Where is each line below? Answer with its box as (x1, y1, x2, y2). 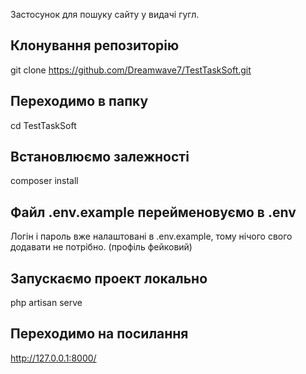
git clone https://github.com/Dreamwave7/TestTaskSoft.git (10, 64, 252, 76)
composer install (10, 175, 79, 187)
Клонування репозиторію (10, 37, 180, 54)
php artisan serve (10, 297, 83, 309)
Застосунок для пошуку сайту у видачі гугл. (10, 9, 200, 20)
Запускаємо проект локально (10, 270, 208, 287)
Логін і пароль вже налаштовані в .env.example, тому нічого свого (10, 230, 293, 243)
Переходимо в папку (10, 93, 149, 110)
